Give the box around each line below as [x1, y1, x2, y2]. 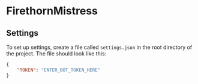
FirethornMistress [6, 4, 98, 18]
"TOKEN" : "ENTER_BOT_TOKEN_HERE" [17, 67, 101, 73]
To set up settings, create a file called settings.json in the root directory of [6, 43, 193, 51]
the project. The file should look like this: [6, 50, 107, 57]
